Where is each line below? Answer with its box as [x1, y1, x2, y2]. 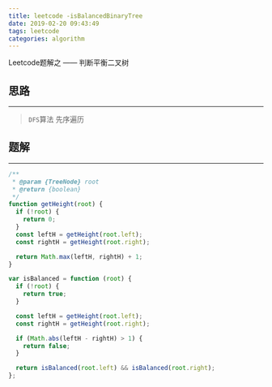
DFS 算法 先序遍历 [28, 114, 85, 124]
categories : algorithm [8, 34, 85, 43]
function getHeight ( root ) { [8, 200, 104, 209]
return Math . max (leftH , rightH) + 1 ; [15, 252, 143, 260]
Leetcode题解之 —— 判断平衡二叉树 [8, 58, 130, 67]
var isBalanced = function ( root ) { [8, 275, 132, 283]
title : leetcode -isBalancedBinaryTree [8, 11, 143, 20]
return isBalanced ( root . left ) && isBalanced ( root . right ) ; [15, 364, 216, 372]
